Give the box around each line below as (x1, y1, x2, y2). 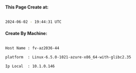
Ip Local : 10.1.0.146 (5, 64, 55, 69)
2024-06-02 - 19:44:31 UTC (5, 19, 62, 24)
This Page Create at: (5, 4, 49, 10)
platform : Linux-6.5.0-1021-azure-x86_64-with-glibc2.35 (5, 55, 131, 60)
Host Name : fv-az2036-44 (5, 45, 59, 51)
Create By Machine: (5, 30, 48, 36)
